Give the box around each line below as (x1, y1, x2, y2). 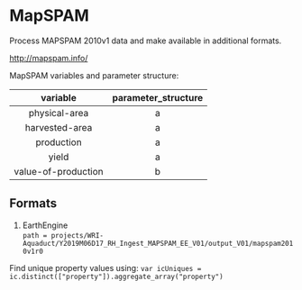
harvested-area (24, 121, 93, 133)
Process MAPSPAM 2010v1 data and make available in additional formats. (9, 35, 282, 46)
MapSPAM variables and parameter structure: (9, 69, 179, 81)
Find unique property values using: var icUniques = (9, 262, 202, 273)
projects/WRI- (50, 231, 104, 240)
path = (22, 231, 48, 240)
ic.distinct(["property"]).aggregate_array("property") (9, 272, 224, 281)
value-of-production (14, 165, 104, 177)
